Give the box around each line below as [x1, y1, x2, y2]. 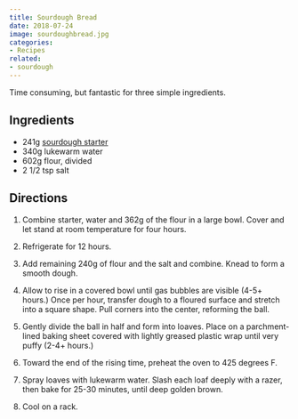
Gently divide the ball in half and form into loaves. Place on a [21, 321, 245, 332]
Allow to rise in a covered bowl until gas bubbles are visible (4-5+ [21, 285, 263, 295]
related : [9, 54, 42, 63]
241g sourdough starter [21, 136, 109, 147]
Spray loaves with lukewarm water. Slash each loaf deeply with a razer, [21, 375, 283, 385]
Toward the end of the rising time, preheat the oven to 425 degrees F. [21, 357, 278, 367]
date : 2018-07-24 [9, 21, 74, 30]
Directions [9, 190, 68, 205]
